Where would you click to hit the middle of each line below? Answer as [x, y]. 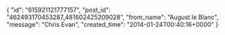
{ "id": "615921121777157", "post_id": [59, 10]
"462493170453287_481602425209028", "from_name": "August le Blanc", [112, 17]
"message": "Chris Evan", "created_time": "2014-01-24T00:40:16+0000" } [112, 24]
